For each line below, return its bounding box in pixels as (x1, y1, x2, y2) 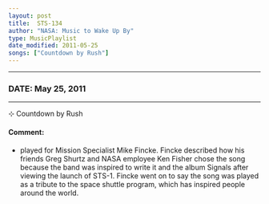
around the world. (19, 188, 79, 198)
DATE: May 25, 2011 (8, 83, 86, 94)
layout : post (8, 11, 52, 20)
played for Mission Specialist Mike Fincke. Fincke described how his (19, 145, 245, 155)
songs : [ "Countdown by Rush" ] (8, 49, 110, 57)
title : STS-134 (8, 19, 62, 27)
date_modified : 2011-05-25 (8, 42, 98, 50)
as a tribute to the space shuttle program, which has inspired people (19, 179, 246, 189)
